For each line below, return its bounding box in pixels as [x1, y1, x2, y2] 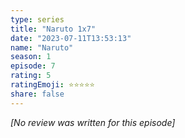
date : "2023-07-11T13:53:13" [10, 33, 132, 43]
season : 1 [10, 52, 52, 62]
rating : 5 [10, 71, 52, 81]
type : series [10, 14, 65, 25]
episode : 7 [10, 61, 56, 71]
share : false [10, 89, 65, 99]
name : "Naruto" [10, 42, 74, 53]
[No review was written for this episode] [10, 116, 176, 128]
